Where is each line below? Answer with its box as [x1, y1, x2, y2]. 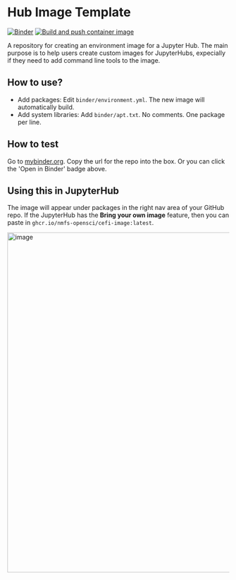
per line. [17, 118, 42, 126]
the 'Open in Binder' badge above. [7, 164, 107, 173]
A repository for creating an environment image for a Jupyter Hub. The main [7, 41, 228, 49]
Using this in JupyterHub [7, 185, 120, 197]
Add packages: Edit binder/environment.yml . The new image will [17, 95, 205, 104]
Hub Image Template [7, 4, 132, 20]
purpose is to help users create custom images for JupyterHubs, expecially [7, 49, 226, 57]
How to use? [7, 77, 63, 89]
